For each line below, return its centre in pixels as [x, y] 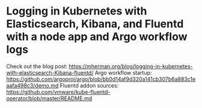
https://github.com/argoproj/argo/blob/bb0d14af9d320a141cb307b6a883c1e [101, 79]
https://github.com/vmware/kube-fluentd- [58, 92]
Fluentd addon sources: [89, 85]
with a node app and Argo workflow [97, 37]
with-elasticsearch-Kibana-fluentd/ [50, 72]
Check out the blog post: [37, 66]
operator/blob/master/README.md [49, 98]
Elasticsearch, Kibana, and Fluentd [95, 24]
